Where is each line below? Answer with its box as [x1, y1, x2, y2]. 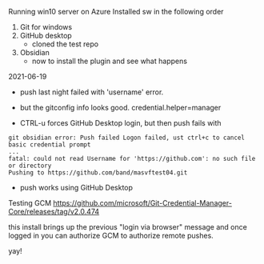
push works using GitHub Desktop [19, 183, 134, 192]
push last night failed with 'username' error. [19, 87, 164, 97]
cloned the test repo [31, 39, 98, 49]
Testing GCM [8, 198, 52, 207]
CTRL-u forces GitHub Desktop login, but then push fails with [19, 118, 222, 127]
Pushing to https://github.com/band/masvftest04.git [8, 169, 188, 177]
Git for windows [19, 22, 73, 31]
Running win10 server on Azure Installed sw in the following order [8, 7, 224, 16]
